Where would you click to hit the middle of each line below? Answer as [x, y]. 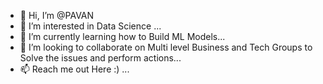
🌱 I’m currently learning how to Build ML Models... [122, 36]
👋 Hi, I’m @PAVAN [57, 15]
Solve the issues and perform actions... [100, 58]
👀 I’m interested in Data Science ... [90, 26]
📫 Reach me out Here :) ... [74, 69]
